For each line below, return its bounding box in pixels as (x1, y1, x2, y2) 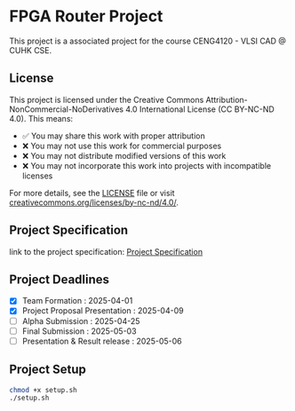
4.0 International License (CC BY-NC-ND (125, 104, 275, 115)
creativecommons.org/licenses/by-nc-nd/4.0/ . (9, 197, 179, 208)
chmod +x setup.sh (9, 385, 77, 394)
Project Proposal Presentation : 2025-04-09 (21, 305, 184, 316)
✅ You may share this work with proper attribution (21, 130, 206, 141)
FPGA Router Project (9, 6, 163, 27)
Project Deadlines (9, 272, 109, 287)
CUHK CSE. (9, 44, 52, 55)
